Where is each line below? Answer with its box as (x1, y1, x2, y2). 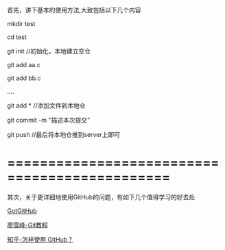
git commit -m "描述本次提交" (7, 116, 91, 124)
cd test (7, 33, 27, 41)
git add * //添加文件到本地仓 (7, 101, 86, 110)
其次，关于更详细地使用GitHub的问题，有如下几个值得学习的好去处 (7, 192, 196, 201)
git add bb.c (7, 74, 41, 82)
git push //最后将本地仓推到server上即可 (7, 131, 121, 138)
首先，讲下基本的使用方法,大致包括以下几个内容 (7, 6, 142, 14)
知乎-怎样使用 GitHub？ (7, 235, 74, 243)
